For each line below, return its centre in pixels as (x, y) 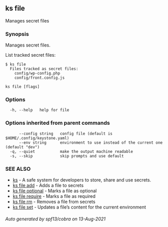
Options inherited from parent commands (58, 123)
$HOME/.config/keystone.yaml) (37, 138)
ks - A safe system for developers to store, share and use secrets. (82, 180)
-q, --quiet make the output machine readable (72, 151)
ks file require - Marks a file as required (54, 196)
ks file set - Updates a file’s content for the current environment (79, 207)
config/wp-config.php (37, 74)
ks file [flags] (22, 87)
